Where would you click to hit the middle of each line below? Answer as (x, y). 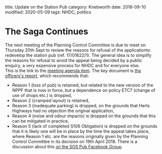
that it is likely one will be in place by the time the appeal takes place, (81, 131)
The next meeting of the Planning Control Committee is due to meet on (75, 45)
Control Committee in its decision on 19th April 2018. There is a (75, 141)
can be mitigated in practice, (40, 121)
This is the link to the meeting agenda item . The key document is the (73, 70)
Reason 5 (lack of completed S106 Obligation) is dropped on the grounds (85, 126)
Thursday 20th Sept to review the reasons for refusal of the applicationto (78, 50)
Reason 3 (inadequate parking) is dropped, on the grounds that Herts (81, 105)
